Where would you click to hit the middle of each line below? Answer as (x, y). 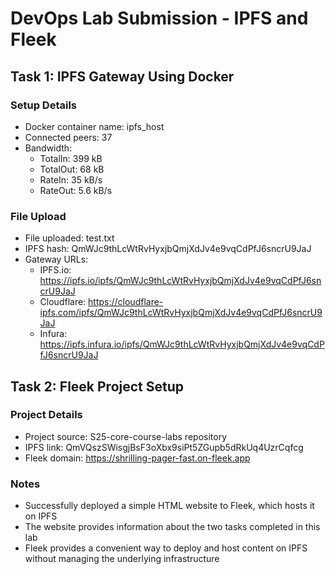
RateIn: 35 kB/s (71, 179)
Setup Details (43, 105)
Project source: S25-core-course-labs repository (125, 436)
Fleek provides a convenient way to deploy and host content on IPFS (166, 548)
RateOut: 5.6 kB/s (76, 190)
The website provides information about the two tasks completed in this (172, 527)
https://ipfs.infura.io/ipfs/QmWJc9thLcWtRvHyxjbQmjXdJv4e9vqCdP (182, 344)
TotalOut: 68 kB (72, 169)
